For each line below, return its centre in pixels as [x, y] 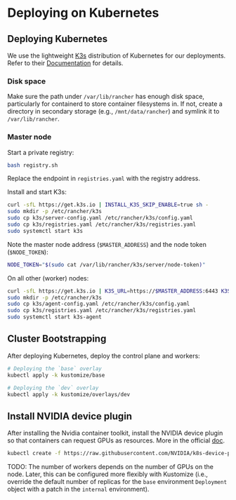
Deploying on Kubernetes [83, 13]
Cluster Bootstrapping [57, 339]
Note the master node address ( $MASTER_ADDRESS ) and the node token [107, 244]
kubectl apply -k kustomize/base [56, 375]
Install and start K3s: [37, 192]
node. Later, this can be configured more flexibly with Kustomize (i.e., [108, 474]
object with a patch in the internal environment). [78, 489]
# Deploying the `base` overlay [54, 369]
